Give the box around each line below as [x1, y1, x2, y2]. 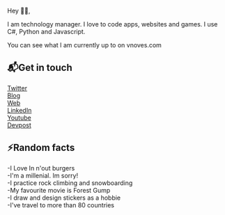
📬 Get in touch [7, 62, 72, 74]
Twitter [7, 83, 28, 92]
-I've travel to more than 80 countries [7, 200, 115, 209]
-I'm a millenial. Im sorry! [7, 171, 79, 180]
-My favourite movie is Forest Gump [7, 186, 111, 194]
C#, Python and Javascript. [7, 28, 86, 35]
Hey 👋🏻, [7, 7, 31, 15]
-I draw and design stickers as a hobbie [7, 193, 121, 202]
